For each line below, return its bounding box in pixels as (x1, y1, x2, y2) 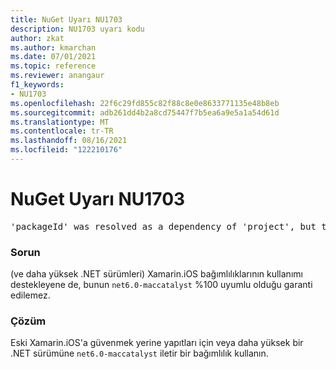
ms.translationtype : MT (10, 117, 110, 127)
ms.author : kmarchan (10, 42, 97, 53)
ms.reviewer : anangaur (10, 71, 105, 81)
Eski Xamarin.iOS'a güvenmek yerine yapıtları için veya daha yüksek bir (10, 337, 304, 349)
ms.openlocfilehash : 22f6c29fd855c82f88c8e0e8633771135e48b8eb (10, 98, 280, 108)
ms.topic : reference (10, 61, 97, 71)
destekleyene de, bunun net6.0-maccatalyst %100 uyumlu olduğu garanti (10, 279, 313, 291)
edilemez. (10, 289, 51, 301)
